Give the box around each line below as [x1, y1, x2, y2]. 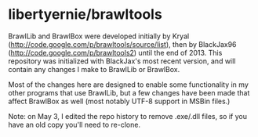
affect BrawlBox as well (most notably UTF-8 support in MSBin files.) [8, 96, 231, 106]
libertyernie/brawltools [8, 5, 162, 23]
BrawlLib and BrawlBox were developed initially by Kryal [8, 31, 190, 41]
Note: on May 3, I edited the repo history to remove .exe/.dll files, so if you [8, 111, 247, 121]
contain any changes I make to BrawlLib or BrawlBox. [8, 64, 180, 74]
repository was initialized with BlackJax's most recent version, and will [8, 56, 236, 66]
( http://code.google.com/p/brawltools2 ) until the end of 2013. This [8, 48, 223, 57]
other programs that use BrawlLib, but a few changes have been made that [8, 88, 250, 97]
